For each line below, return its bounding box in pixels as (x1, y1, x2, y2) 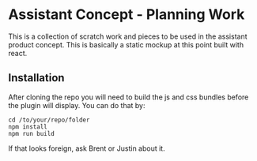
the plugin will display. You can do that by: (8, 100, 146, 110)
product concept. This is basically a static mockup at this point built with (8, 39, 244, 49)
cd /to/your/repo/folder (8, 116, 90, 124)
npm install (8, 122, 47, 131)
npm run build (8, 129, 55, 137)
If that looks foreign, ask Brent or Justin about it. (8, 144, 165, 153)
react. (8, 48, 28, 58)
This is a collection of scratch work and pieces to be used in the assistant (8, 32, 248, 41)
